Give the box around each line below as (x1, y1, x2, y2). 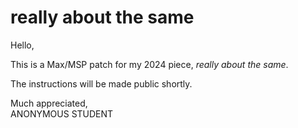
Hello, (10, 39, 35, 51)
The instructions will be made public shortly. (10, 77, 193, 90)
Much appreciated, (10, 97, 88, 109)
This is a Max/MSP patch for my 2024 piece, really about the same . (10, 58, 289, 70)
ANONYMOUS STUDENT (10, 107, 114, 120)
